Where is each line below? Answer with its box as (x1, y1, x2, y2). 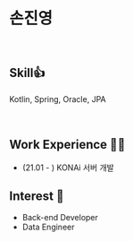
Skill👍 (9, 65, 46, 81)
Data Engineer (21, 221, 75, 233)
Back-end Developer (21, 212, 98, 223)
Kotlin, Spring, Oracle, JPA (9, 93, 106, 104)
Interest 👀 (9, 188, 64, 203)
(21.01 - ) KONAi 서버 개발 (21, 162, 114, 173)
